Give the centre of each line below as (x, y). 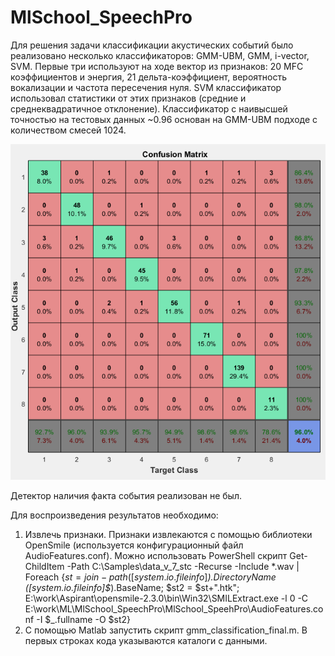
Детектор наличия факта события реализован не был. (126, 496)
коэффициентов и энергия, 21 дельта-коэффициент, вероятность (148, 77)
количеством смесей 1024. (68, 130)
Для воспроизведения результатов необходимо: (114, 515)
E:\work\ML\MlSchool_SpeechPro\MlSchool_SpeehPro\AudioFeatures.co (174, 609)
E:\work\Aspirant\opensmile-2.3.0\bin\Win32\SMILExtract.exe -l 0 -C (166, 598)
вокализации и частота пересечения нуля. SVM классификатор (146, 87)
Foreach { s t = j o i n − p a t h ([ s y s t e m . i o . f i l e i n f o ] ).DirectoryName (150, 577)
